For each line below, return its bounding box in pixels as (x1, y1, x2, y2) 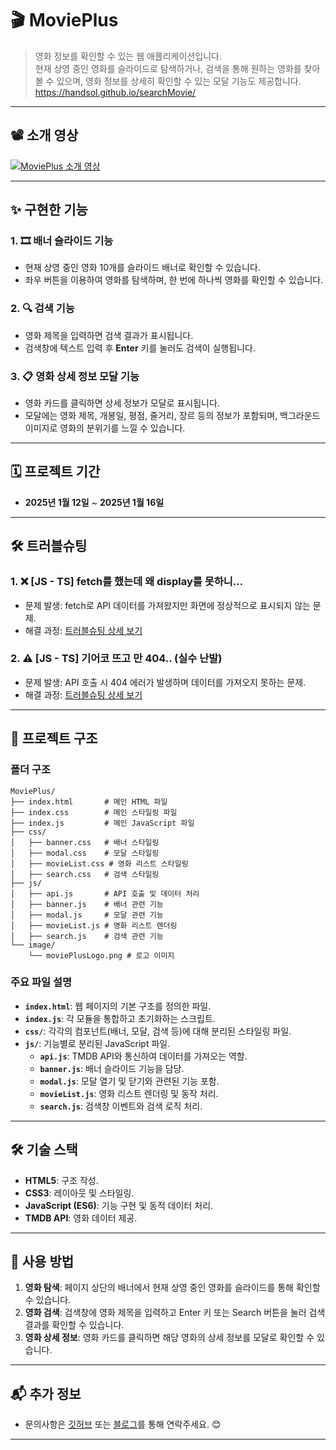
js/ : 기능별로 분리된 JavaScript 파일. (24, 1037, 171, 1049)
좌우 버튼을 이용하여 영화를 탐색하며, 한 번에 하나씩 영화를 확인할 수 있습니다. (24, 274, 324, 286)
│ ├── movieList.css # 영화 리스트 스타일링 (10, 858, 189, 869)
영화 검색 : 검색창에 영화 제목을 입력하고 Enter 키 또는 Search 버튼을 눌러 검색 (24, 1307, 326, 1319)
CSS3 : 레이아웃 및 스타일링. (24, 1187, 135, 1199)
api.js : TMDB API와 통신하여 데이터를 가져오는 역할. (39, 1050, 248, 1062)
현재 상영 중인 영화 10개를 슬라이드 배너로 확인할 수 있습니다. (24, 262, 261, 274)
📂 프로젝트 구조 (10, 730, 98, 747)
